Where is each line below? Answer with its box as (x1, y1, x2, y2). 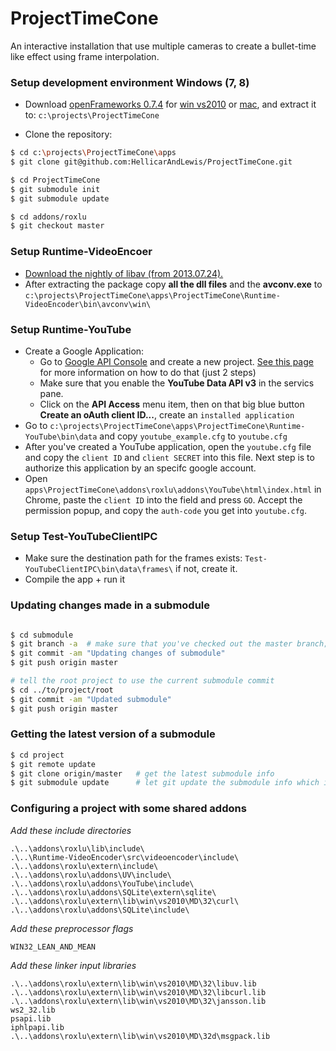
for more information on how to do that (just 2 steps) (39, 366, 257, 378)
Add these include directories (10, 824, 132, 836)
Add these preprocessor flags (10, 922, 134, 934)
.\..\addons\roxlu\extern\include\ (10, 861, 159, 871)
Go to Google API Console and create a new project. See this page (39, 355, 314, 367)
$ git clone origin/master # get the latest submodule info (10, 768, 275, 779)
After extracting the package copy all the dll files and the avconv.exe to (24, 278, 323, 290)
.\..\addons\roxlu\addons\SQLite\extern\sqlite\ (10, 887, 217, 897)
